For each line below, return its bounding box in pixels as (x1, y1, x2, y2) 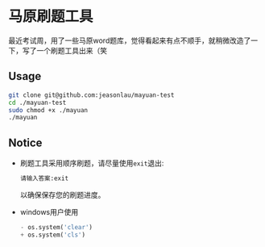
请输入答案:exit (19, 174, 69, 182)
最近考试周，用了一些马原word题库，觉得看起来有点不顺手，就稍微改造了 (8, 36, 251, 45)
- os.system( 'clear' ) (19, 223, 93, 231)
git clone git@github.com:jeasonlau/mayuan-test (8, 90, 175, 99)
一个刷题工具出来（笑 (35, 45, 107, 55)
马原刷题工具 (8, 7, 94, 26)
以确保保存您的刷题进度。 (19, 190, 106, 199)
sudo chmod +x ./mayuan (8, 106, 89, 114)
